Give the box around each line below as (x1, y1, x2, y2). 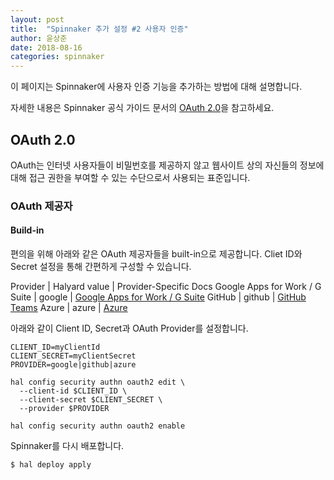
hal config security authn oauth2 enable (10, 421, 186, 431)
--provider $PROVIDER (19, 404, 110, 414)
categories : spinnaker (10, 52, 105, 62)
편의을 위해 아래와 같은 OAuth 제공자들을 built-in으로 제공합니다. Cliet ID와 (10, 248, 303, 260)
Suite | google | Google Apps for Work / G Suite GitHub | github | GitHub (10, 291, 307, 303)
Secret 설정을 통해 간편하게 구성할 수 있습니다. (10, 261, 192, 273)
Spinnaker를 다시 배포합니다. (10, 440, 125, 452)
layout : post (10, 14, 65, 25)
